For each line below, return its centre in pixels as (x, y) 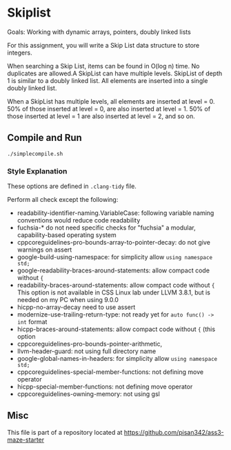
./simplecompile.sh (35, 153)
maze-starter (26, 440)
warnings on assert (44, 250)
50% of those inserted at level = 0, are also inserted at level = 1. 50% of (109, 109)
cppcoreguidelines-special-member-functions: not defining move (110, 372)
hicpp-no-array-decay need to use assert (76, 307)
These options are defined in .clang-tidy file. (72, 186)
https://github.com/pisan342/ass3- (174, 432)
